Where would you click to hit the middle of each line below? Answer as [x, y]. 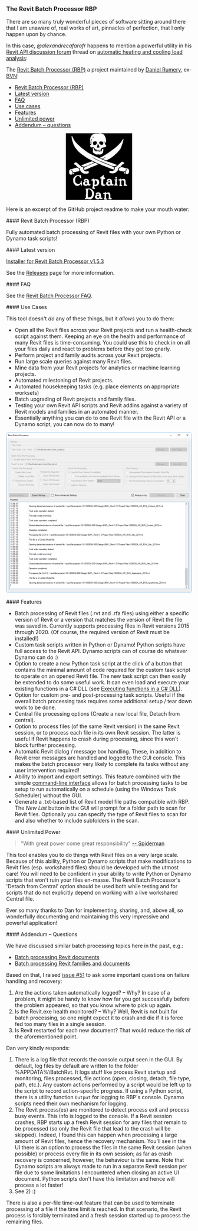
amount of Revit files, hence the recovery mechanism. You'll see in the [100, 1141]
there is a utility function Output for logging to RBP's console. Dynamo [99, 1097]
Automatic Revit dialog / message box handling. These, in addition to [98, 752]
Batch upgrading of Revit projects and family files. [75, 399]
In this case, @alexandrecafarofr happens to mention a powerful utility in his [99, 46]
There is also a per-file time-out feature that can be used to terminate [90, 1203]
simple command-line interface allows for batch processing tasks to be [101, 783]
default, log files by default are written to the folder [76, 1066]
